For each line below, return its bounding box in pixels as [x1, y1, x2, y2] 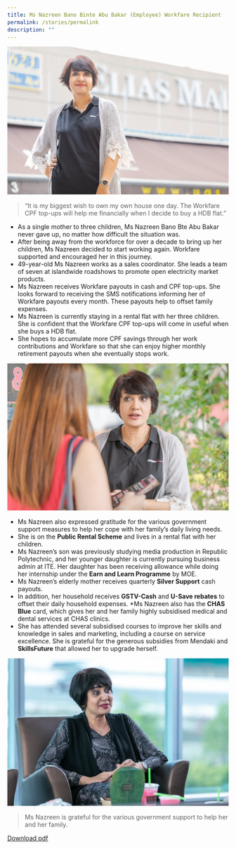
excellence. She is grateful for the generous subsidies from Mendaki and [17, 637, 228, 645]
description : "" [7, 26, 55, 33]
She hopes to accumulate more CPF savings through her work [17, 334, 198, 343]
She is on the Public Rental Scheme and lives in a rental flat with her [17, 532, 216, 541]
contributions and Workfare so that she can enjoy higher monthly [17, 341, 206, 350]
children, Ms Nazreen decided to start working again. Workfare [17, 244, 200, 253]
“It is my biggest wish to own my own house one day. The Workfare [24, 201, 220, 210]
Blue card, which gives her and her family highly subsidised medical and [17, 607, 228, 616]
